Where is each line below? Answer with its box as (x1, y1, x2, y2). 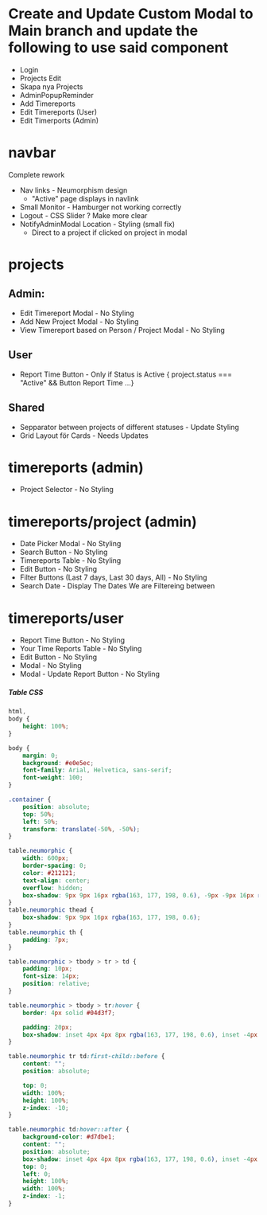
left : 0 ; (22, 1170, 52, 1178)
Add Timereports (19, 99, 75, 108)
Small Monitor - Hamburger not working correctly (19, 202, 182, 212)
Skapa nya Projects (19, 81, 83, 92)
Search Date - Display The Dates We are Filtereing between (19, 581, 215, 591)
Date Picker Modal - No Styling (19, 539, 122, 549)
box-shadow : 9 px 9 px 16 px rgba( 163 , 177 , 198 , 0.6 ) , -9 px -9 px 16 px (22, 891, 254, 900)
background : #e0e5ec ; (22, 759, 94, 767)
